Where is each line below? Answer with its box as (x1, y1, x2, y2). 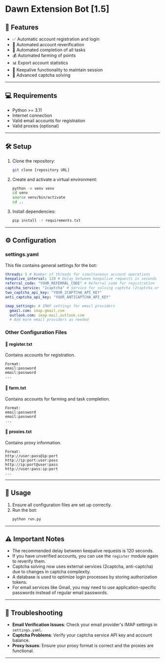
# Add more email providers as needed (9, 317, 89, 322)
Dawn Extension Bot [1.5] (5, 3, 110, 15)
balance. (12, 637, 30, 643)
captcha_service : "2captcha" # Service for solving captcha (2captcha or (5, 286, 160, 291)
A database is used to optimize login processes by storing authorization (12, 574, 158, 580)
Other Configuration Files (5, 329, 67, 336)
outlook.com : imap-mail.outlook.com (9, 313, 84, 318)
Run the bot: (12, 507, 37, 513)
